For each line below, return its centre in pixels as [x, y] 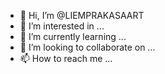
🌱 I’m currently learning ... [73, 36]
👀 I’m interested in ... [62, 26]
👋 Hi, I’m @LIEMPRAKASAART [82, 15]
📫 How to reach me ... [66, 58]
